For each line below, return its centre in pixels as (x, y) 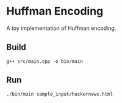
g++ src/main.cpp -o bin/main (45, 61)
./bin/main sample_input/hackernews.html (60, 94)
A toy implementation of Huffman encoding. (61, 28)
